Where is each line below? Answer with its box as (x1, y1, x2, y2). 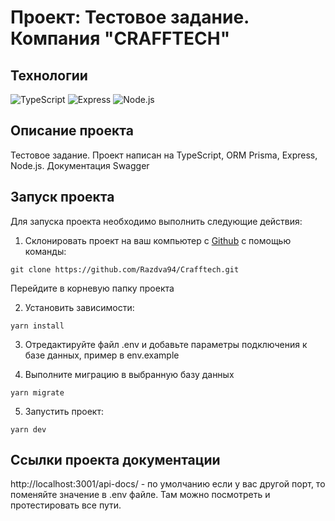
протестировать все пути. (10, 499, 122, 511)
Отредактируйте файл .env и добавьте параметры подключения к (24, 338, 308, 350)
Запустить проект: (24, 405, 104, 417)
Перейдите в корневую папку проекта (10, 282, 175, 294)
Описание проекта (10, 122, 134, 140)
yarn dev (10, 424, 47, 435)
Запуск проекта (10, 189, 115, 206)
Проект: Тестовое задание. (10, 6, 250, 29)
